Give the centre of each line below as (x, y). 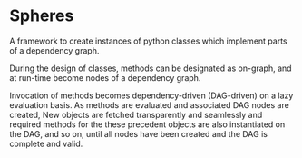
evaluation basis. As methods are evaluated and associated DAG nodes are (150, 104)
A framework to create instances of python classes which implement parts (148, 41)
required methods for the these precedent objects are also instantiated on (147, 124)
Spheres (42, 16)
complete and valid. (46, 143)
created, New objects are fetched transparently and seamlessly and (136, 114)
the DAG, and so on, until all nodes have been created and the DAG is (138, 133)
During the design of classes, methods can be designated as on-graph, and (151, 68)
